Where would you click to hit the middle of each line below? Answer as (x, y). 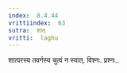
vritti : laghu (33, 38)
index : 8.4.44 (33, 15)
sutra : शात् (27, 30)
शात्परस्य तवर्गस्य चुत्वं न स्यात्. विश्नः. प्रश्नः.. (64, 60)
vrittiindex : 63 (37, 23)
